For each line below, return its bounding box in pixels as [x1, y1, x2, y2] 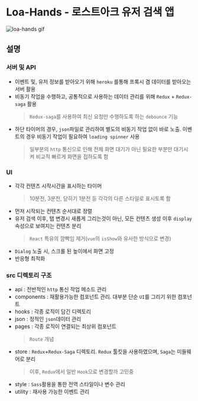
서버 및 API [6, 63, 37, 72]
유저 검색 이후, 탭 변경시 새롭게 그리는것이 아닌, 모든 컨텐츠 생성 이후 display [14, 215, 192, 222]
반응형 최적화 [14, 254, 46, 262]
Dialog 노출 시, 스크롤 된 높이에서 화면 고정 [14, 247, 114, 254]
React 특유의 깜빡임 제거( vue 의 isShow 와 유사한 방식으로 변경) [29, 235, 171, 242]
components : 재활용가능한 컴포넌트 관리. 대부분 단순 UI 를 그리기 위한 [14, 293, 177, 300]
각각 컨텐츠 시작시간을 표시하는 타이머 [14, 182, 102, 189]
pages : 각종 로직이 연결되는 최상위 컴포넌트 [14, 323, 117, 330]
